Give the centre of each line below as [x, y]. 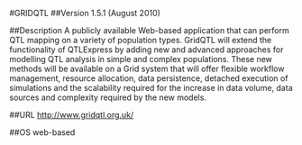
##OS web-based [42, 132]
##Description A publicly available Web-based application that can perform [150, 30]
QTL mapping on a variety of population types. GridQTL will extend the [141, 40]
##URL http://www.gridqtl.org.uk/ [72, 115]
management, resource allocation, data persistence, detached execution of [149, 78]
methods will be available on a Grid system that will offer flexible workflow [147, 68]
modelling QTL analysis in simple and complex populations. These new [141, 59]
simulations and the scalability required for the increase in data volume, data [151, 88]
